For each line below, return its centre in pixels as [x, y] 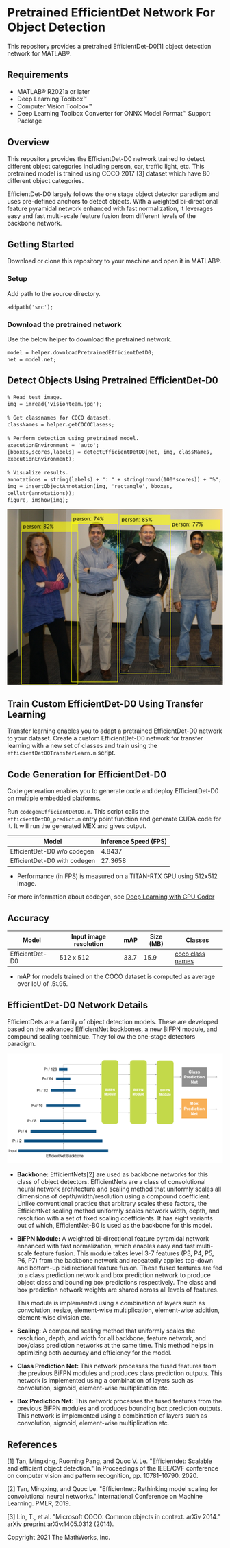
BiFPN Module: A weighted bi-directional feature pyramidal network [113, 1239]
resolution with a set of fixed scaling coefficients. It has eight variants [115, 1218]
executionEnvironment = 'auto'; [53, 445]
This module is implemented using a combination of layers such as [111, 1303]
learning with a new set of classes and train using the [82, 746]
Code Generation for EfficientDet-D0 [87, 774]
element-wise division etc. [54, 1318]
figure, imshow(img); [38, 500]
